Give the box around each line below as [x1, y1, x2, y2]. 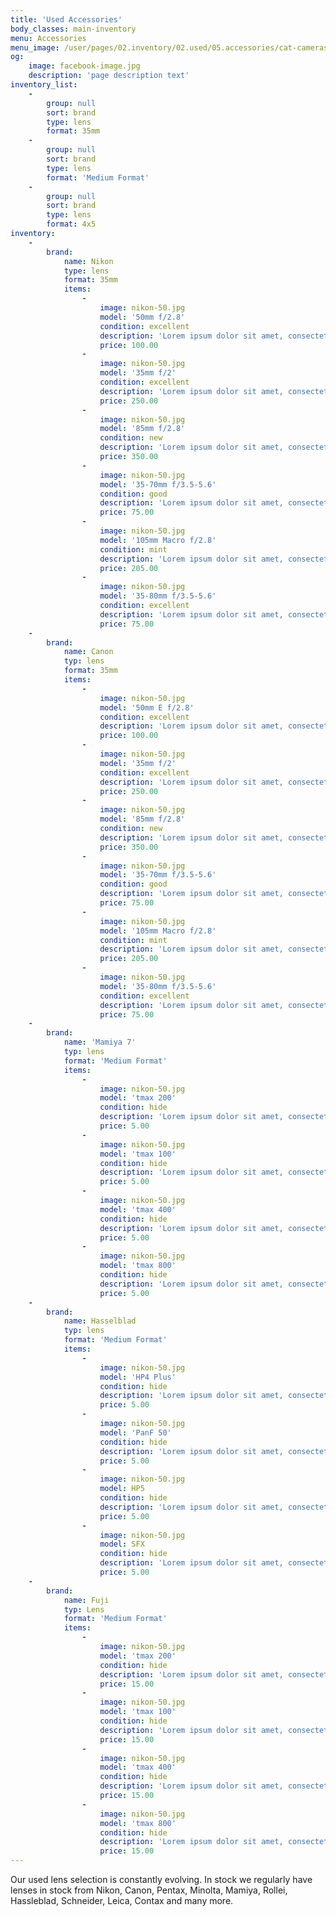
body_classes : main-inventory [10, 24, 137, 34]
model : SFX [99, 1539, 145, 1550]
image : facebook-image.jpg [28, 61, 141, 71]
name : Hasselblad [63, 1316, 137, 1326]
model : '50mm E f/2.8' [99, 702, 195, 713]
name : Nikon [63, 256, 114, 266]
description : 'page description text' [28, 71, 190, 81]
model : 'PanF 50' [99, 1427, 172, 1438]
